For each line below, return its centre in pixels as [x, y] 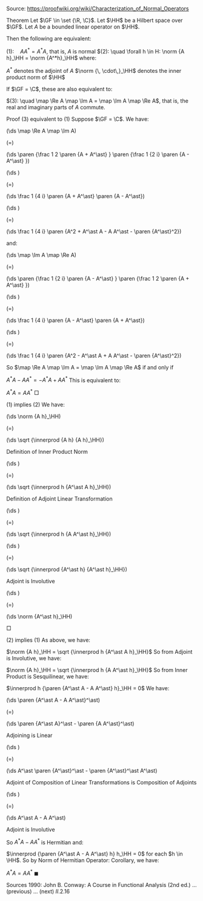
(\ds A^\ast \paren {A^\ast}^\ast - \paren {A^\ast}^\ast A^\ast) [82, 770]
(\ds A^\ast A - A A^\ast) [36, 817]
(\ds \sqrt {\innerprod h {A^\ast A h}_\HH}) [59, 487]
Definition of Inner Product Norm [47, 451]
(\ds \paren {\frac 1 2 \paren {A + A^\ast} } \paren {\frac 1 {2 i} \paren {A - [98, 154]
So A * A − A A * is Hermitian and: [45, 841]
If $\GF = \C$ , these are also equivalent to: [59, 89]
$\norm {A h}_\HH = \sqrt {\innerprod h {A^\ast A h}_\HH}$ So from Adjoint [99, 651]
